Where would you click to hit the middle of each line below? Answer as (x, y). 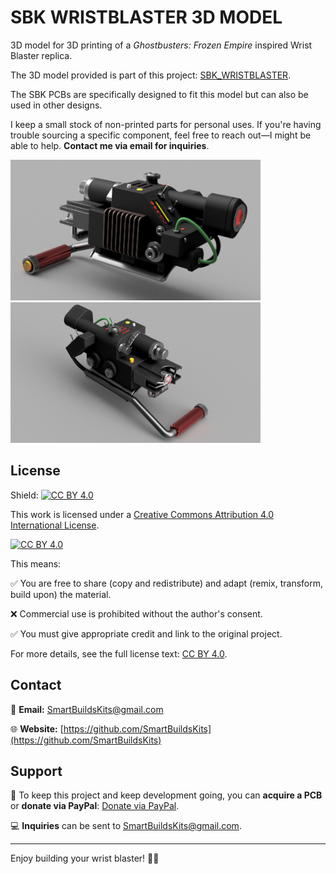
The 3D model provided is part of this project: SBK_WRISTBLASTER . (151, 75)
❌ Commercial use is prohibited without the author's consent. (136, 613)
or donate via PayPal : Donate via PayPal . (95, 806)
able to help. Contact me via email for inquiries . (110, 145)
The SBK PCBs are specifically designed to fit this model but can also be (159, 94)
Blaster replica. (41, 55)
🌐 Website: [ (37, 728)
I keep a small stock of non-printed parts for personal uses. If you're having (166, 124)
